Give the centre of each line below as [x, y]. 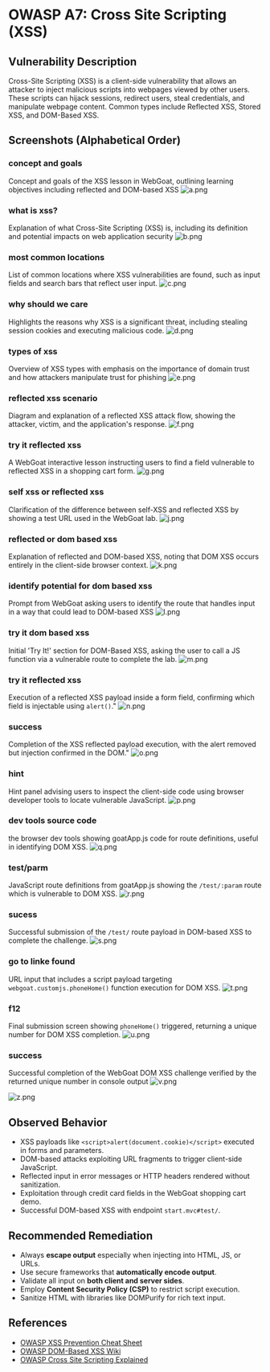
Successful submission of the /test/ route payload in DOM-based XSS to [130, 932]
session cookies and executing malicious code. [86, 330]
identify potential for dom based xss [80, 585]
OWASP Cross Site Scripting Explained [84, 1359]
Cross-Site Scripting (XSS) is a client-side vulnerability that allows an [123, 81]
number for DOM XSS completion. [65, 1035]
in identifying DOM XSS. [48, 846]
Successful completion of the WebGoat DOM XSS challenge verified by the [133, 1073]
